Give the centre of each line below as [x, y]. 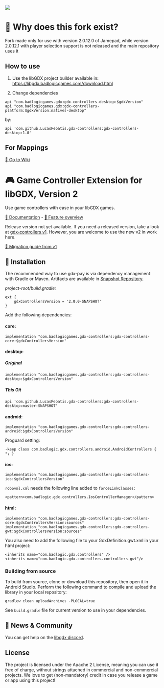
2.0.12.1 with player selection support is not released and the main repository [82, 46]
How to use [23, 66]
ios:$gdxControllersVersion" [35, 479]
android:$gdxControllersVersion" [39, 431]
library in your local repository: [36, 592]
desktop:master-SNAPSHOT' [31, 406]
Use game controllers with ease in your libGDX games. [60, 208]
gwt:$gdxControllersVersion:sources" [44, 531]
